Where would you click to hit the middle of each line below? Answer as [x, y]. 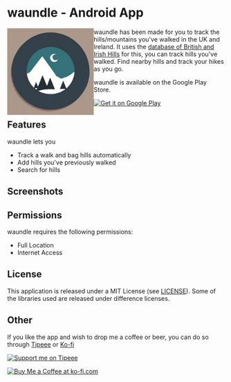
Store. [102, 89]
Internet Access [40, 252]
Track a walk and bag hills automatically [74, 155]
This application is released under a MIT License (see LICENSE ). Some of [112, 291]
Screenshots [35, 192]
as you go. [109, 69]
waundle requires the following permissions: [70, 232]
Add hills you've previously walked [66, 162]
